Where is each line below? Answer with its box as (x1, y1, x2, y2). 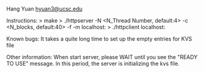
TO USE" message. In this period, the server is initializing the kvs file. (6, 60, 180, 67)
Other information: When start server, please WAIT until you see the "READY (6, 54, 198, 60)
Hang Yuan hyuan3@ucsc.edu (6, 5, 83, 12)
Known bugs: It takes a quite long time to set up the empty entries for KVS (6, 35, 192, 42)
